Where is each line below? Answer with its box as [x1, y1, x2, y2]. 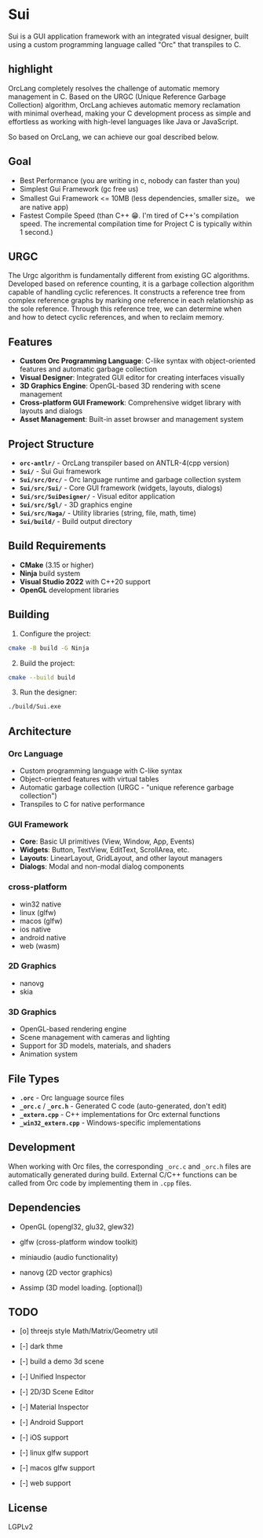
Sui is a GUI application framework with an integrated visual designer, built [8, 31, 249, 41]
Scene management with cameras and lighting [19, 1033, 170, 1042]
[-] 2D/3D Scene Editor [19, 1387, 94, 1397]
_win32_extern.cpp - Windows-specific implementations [19, 1118, 202, 1127]
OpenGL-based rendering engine [19, 1024, 127, 1034]
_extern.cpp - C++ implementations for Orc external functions [19, 1109, 221, 1119]
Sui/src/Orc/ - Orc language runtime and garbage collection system [19, 475, 242, 484]
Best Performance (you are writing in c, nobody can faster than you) [19, 175, 241, 185]
